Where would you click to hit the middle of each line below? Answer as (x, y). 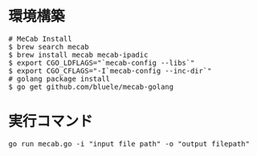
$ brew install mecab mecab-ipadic (78, 54)
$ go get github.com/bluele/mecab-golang (91, 86)
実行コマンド (51, 122)
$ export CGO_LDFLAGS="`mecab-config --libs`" (102, 62)
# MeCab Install (40, 38)
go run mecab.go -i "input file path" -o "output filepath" (129, 144)
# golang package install (59, 78)
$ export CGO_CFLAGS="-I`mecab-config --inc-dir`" (110, 70)
